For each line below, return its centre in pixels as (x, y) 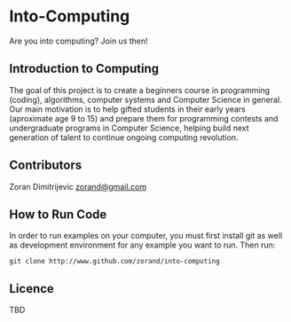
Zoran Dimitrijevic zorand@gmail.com (78, 186)
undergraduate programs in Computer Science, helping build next (130, 128)
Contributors (46, 165)
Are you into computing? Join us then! (79, 41)
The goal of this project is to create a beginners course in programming (140, 90)
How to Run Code (58, 214)
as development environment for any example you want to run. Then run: (142, 245)
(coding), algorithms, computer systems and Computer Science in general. (145, 99)
